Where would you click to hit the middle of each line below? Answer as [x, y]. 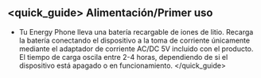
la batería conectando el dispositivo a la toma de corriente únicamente [134, 40]
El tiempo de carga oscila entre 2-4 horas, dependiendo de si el [123, 57]
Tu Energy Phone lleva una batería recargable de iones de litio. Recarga [136, 32]
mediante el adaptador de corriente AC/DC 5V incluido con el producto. [136, 48]
